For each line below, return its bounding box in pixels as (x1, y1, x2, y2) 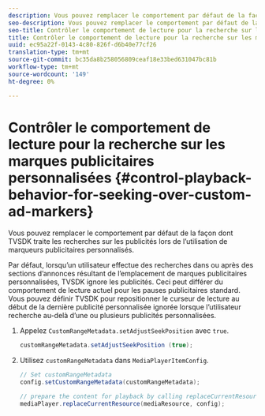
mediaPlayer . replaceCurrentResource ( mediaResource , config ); (19, 399, 226, 407)
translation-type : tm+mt (8, 48, 90, 56)
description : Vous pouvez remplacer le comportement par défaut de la (8, 11, 245, 20)
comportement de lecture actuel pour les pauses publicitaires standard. (8, 286, 241, 295)
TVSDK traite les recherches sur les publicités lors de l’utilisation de (8, 237, 228, 246)
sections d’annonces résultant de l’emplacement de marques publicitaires (8, 269, 247, 279)
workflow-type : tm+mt (8, 63, 80, 71)
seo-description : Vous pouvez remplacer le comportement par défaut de (8, 19, 248, 27)
